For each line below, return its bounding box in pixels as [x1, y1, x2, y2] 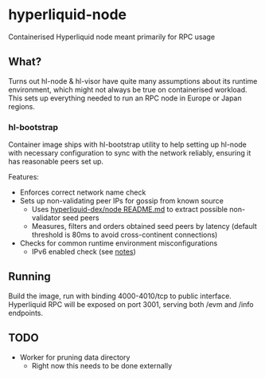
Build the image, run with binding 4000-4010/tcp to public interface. [8, 291, 232, 301]
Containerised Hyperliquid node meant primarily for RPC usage [8, 32, 216, 41]
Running [8, 270, 52, 284]
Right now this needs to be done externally [31, 360, 173, 370]
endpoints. [8, 308, 44, 317]
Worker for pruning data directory [19, 352, 131, 362]
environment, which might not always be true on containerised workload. [8, 85, 248, 94]
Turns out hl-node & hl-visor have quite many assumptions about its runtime [8, 76, 258, 85]
